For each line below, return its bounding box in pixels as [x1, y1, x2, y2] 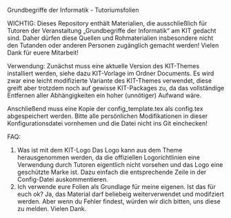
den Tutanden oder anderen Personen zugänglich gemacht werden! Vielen [7, 41, 219, 49]
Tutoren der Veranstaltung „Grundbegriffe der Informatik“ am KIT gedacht [7, 27, 217, 34]
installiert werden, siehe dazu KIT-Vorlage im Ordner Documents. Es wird [7, 69, 214, 77]
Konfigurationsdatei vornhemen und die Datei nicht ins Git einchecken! [7, 119, 208, 127]
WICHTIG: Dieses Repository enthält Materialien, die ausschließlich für [7, 19, 208, 27]
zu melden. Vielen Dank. [17, 205, 87, 212]
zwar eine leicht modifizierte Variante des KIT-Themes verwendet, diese [7, 77, 212, 85]
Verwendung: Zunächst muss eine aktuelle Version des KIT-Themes [7, 62, 200, 70]
